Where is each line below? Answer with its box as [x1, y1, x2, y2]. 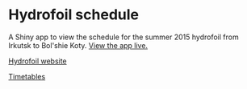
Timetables [8, 71, 46, 81]
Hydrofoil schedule [8, 6, 140, 24]
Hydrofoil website [8, 56, 67, 66]
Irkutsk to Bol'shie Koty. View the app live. [8, 40, 148, 50]
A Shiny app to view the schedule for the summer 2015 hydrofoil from [8, 32, 240, 42]
